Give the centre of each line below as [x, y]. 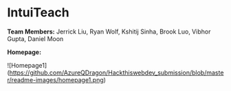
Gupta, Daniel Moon [35, 38]
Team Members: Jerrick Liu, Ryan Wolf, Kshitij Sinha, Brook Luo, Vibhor [109, 31]
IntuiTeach [38, 13]
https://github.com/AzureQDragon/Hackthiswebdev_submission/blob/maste [117, 73]
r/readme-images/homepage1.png [56, 79]
